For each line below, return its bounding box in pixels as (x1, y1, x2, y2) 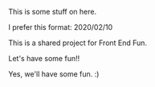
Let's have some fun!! (8, 54, 80, 63)
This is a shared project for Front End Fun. (8, 38, 147, 48)
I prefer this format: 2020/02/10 (8, 23, 113, 31)
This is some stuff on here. (8, 7, 97, 16)
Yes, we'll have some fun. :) (8, 69, 100, 79)
